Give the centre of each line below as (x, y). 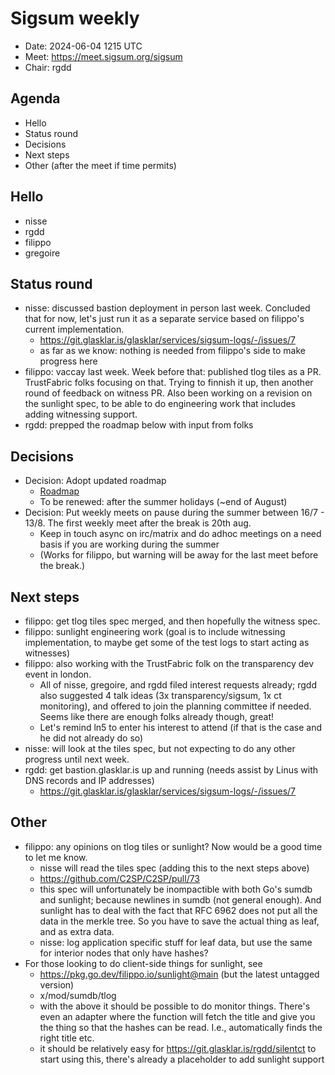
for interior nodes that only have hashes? (124, 953)
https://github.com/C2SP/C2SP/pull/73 (120, 878)
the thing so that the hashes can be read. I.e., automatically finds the (181, 1027)
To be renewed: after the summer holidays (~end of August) (163, 502)
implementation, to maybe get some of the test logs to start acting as (167, 642)
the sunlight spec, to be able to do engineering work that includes (160, 404)
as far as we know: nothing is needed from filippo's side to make (173, 351)
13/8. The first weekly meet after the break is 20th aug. (138, 523)
